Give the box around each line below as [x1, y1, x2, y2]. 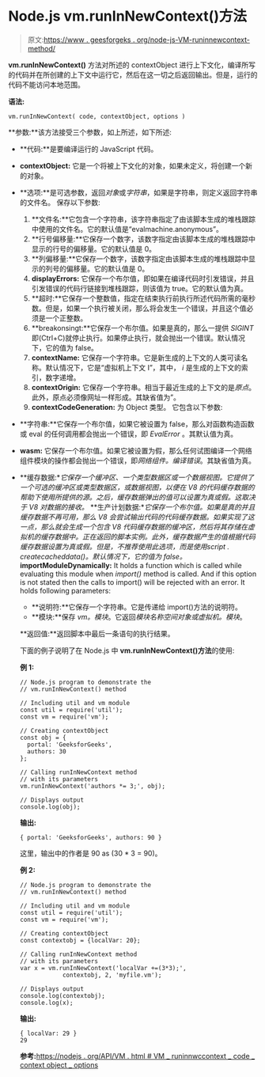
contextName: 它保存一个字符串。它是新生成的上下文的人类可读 [31, 353, 241, 362]
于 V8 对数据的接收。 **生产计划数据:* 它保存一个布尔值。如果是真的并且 [19, 502, 256, 511]
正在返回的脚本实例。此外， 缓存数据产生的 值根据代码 [81, 532, 256, 541]
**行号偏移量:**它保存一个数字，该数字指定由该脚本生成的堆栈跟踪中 [31, 234, 256, 244]
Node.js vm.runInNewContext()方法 [8, 7, 248, 25]
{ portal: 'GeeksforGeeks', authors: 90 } [19, 833, 162, 841]
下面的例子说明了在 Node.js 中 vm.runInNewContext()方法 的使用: [19, 646, 235, 655]
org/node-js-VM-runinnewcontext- [136, 35, 251, 44]
